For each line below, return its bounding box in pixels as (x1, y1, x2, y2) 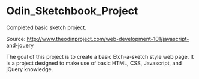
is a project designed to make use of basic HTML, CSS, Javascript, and (6, 59, 182, 67)
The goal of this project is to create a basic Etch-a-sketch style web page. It (6, 53, 194, 60)
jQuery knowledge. (6, 65, 53, 72)
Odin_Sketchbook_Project (6, 4, 138, 18)
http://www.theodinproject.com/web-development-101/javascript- (26, 35, 189, 42)
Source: (6, 35, 26, 42)
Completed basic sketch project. (6, 24, 87, 31)
